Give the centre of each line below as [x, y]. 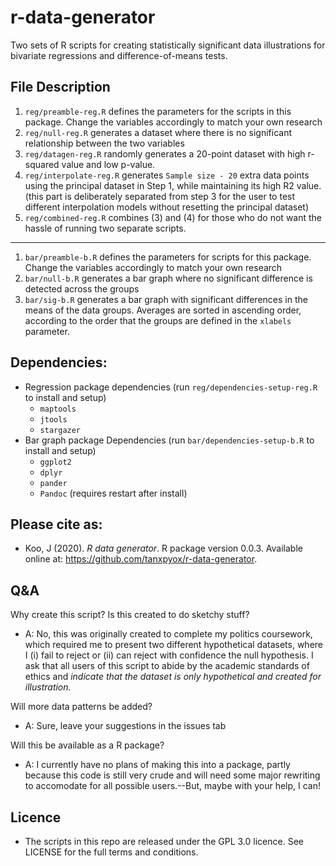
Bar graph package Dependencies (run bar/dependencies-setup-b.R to [169, 440]
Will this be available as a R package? [87, 745]
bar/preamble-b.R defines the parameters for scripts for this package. [168, 257]
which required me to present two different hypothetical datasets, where [174, 645]
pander [53, 483]
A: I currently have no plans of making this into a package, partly [157, 765]
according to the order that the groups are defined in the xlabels [158, 320]
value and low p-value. [108, 164]
